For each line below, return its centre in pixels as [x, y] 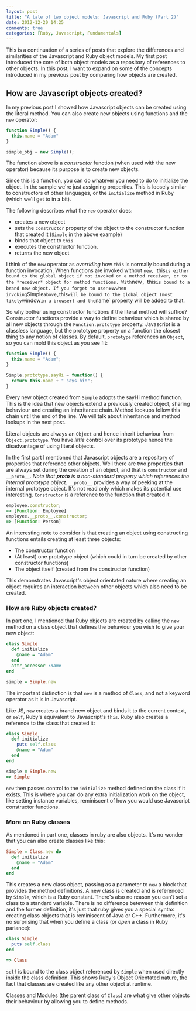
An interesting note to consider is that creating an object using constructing [97, 533]
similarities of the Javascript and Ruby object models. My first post [87, 56]
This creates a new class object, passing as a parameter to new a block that [97, 885]
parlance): [18, 928]
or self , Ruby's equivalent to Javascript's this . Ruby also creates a [87, 717]
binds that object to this [44, 241]
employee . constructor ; [34, 505]
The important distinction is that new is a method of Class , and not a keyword [98, 693]
